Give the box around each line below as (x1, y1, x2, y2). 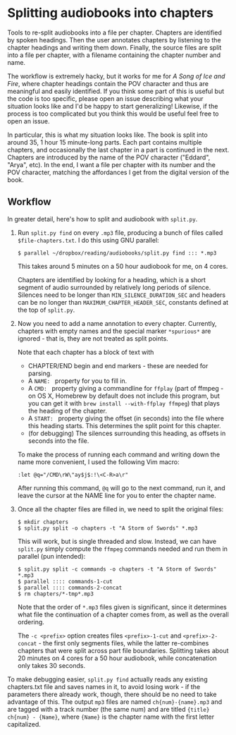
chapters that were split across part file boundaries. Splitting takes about (17, 646, 229, 655)
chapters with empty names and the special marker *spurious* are (17, 327, 211, 335)
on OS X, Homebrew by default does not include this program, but (27, 391, 221, 400)
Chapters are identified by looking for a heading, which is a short (17, 275, 206, 284)
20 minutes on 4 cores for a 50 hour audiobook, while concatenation (17, 654, 217, 662)
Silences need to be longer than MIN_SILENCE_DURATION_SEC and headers (17, 291, 226, 299)
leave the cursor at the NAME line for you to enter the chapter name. (17, 491, 216, 499)
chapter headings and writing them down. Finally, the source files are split (7, 43, 222, 51)
